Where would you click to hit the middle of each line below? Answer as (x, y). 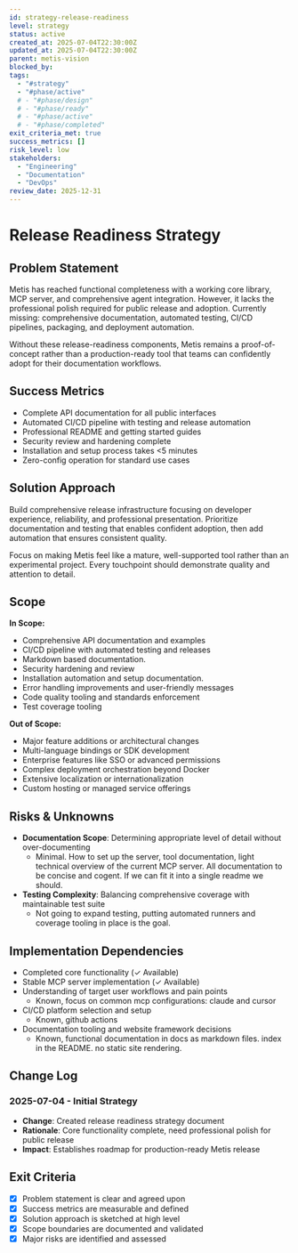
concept (24, 354)
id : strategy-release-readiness (69, 17)
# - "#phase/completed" (61, 125)
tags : (19, 76)
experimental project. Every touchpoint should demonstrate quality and (140, 564)
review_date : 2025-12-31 (55, 191)
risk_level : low (39, 150)
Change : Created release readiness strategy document (123, 1120)
